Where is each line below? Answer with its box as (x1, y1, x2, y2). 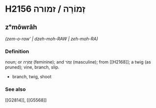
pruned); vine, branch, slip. (5, 65, 60, 70)
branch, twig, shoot (12, 74, 52, 80)
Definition (5, 48, 29, 55)
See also (5, 86, 26, 93)
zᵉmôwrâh (5, 23, 38, 31)
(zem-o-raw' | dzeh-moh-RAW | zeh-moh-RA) (5, 36, 99, 42)
